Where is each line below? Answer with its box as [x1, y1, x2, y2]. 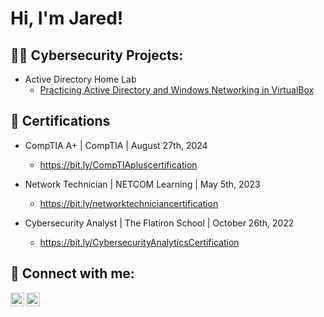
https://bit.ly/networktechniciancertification [39, 197, 219, 209]
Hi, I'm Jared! [10, 7, 124, 30]
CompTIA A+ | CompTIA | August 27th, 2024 [24, 139, 208, 151]
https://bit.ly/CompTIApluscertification [39, 158, 198, 171]
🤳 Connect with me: [10, 265, 135, 282]
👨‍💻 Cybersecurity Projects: [10, 47, 184, 64]
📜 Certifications [10, 113, 111, 130]
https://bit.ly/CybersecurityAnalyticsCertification [39, 236, 240, 248]
